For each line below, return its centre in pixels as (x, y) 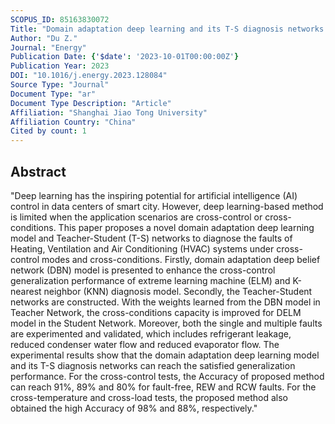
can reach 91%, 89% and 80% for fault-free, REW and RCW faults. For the (163, 387)
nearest (26, 291)
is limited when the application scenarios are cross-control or (136, 217)
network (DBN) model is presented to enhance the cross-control (143, 270)
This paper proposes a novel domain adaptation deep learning (186, 227)
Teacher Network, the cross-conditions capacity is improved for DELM (156, 312)
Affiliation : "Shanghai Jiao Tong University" (109, 112)
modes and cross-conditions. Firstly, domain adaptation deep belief (181, 259)
